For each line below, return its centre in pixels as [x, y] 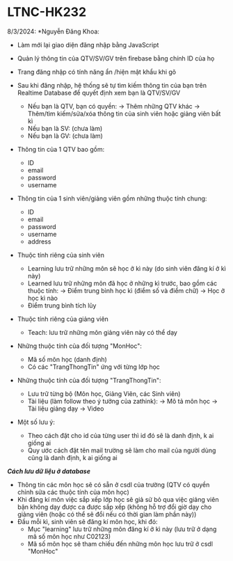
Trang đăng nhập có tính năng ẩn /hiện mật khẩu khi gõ [96, 72]
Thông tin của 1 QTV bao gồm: [61, 149]
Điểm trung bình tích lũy [62, 305]
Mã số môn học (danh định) [67, 359]
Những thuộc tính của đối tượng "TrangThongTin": [89, 380]
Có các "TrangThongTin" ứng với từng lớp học [94, 367]
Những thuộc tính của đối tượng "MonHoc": [80, 346]
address [39, 242]
